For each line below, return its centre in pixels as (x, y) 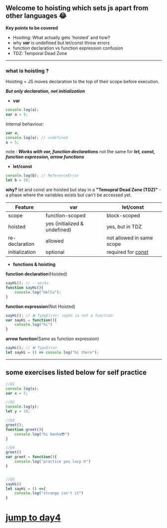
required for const (127, 252)
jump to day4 (33, 518)
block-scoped (123, 216)
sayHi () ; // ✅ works (27, 283)
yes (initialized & (65, 224)
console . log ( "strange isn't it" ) (49, 493)
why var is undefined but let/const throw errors (61, 43)
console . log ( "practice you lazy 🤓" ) (53, 462)
